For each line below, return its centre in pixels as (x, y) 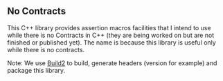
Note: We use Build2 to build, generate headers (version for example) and (112, 63)
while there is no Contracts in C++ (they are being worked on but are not (111, 35)
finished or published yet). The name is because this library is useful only (111, 42)
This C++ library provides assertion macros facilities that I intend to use (109, 27)
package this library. (36, 70)
